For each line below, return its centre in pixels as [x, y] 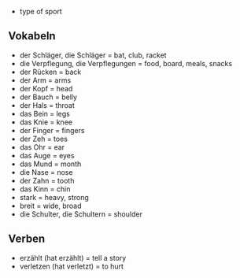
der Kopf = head [46, 88]
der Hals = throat [47, 105]
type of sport [41, 11]
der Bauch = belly [48, 97]
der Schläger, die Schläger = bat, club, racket [93, 55]
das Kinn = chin [45, 189]
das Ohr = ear [42, 147]
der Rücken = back [50, 72]
